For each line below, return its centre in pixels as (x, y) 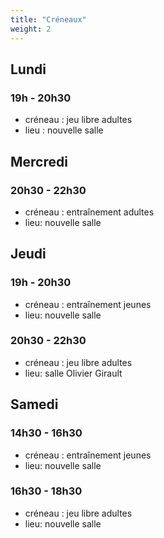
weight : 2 (31, 29)
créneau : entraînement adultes (89, 212)
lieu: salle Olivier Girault (73, 373)
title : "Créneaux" (48, 19)
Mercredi (39, 161)
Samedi (34, 404)
